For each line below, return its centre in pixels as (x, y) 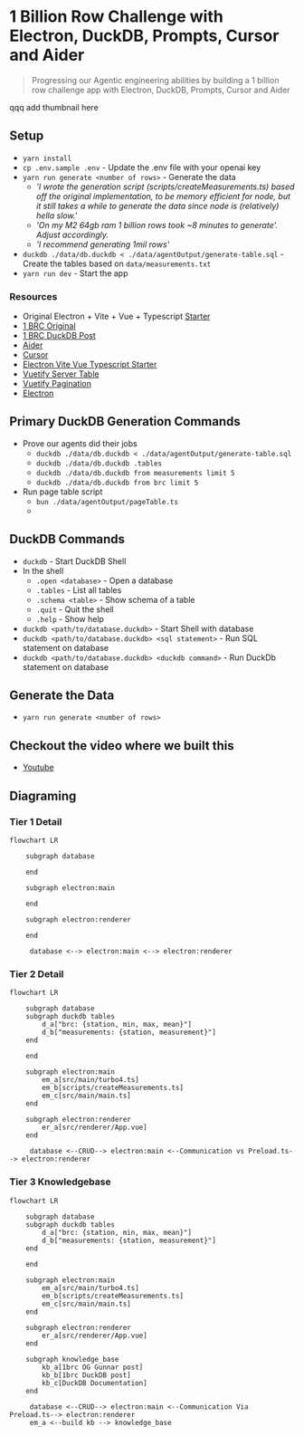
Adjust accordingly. (72, 235)
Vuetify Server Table (61, 374)
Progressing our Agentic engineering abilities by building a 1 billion (155, 80)
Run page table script (62, 492)
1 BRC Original (49, 326)
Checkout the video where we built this (122, 746)
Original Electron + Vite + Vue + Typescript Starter (116, 316)
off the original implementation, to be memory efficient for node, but (163, 196)
